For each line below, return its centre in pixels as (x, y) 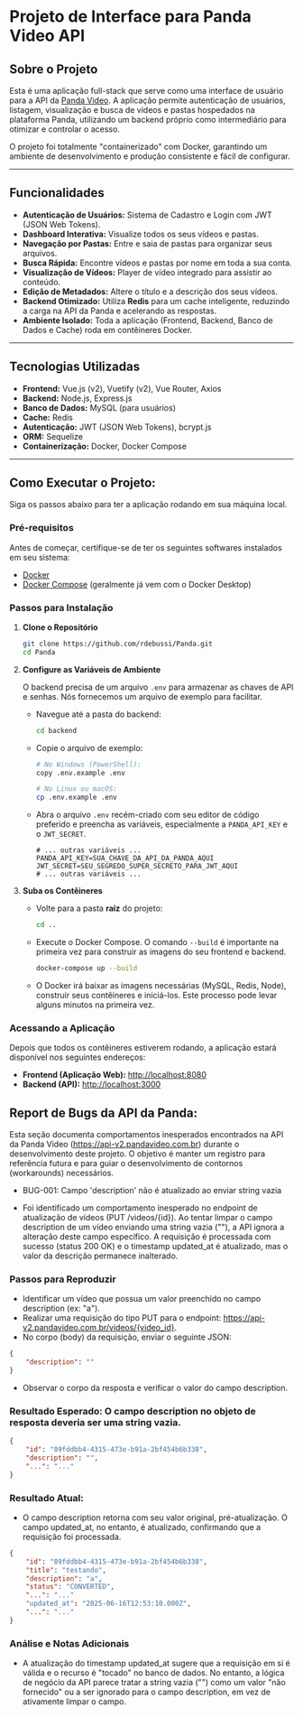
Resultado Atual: (46, 1498)
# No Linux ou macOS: (76, 789)
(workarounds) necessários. (62, 1173)
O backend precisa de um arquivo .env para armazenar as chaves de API (158, 687)
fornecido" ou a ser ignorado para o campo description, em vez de (146, 1692)
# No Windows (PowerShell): (88, 765)
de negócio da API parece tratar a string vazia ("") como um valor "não (154, 1683)
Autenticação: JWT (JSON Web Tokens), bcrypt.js (117, 427)
